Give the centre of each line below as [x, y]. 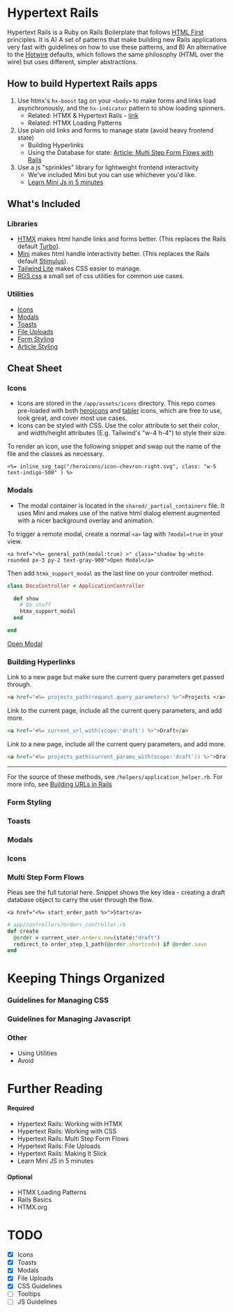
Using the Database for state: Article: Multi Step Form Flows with [120, 152]
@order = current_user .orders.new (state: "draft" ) [87, 937]
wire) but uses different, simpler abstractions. [72, 61]
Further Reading [55, 1088]
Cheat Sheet [35, 369]
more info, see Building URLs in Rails [60, 784]
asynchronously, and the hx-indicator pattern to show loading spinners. [121, 108]
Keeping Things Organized [86, 979]
